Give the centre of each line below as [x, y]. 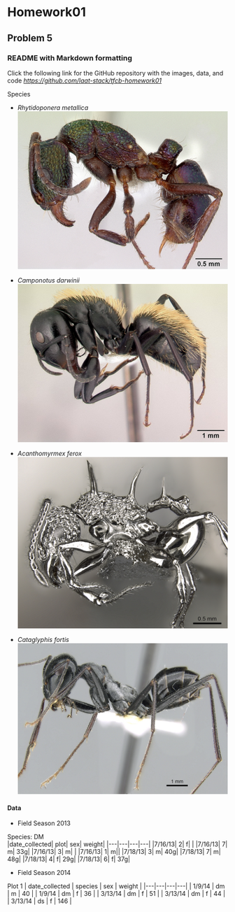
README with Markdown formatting [70, 58]
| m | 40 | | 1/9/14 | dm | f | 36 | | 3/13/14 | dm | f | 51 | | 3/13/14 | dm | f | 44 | [116, 894]
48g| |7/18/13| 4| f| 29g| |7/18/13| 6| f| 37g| [69, 859]
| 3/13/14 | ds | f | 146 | [40, 901]
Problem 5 [30, 38]
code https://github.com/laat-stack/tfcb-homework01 [85, 80]
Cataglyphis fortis [43, 639]
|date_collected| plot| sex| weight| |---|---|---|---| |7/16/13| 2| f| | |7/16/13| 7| [117, 844]
